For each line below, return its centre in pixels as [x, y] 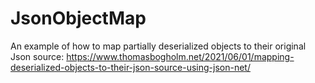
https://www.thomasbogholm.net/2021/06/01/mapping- [180, 56]
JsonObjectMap [78, 18]
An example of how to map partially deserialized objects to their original [158, 46]
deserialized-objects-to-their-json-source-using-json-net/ [130, 67]
